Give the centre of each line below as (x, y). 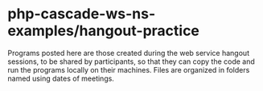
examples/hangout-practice (104, 31)
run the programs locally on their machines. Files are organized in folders (129, 69)
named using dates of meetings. (61, 78)
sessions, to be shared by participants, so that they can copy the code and (131, 61)
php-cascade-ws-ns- (82, 14)
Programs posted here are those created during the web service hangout (129, 53)
